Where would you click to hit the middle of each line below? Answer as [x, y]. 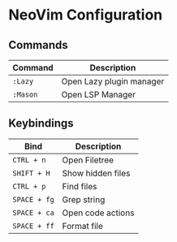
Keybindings [41, 123]
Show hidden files [96, 173]
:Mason [25, 95]
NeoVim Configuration [86, 15]
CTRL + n [29, 160]
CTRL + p [29, 186]
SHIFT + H [31, 173]
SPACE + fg [33, 199]
